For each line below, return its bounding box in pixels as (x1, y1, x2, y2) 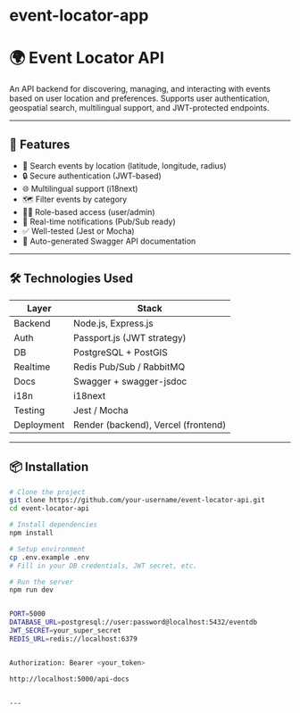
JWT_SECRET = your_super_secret (9, 626, 122, 635)
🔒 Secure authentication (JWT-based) (21, 170, 162, 181)
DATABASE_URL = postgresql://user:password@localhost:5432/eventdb (9, 618, 257, 627)
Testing (13, 403, 46, 416)
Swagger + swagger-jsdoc (72, 375, 187, 387)
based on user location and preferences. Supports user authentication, (9, 93, 271, 104)
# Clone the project (9, 487, 87, 496)
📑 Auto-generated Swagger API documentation (21, 236, 196, 246)
